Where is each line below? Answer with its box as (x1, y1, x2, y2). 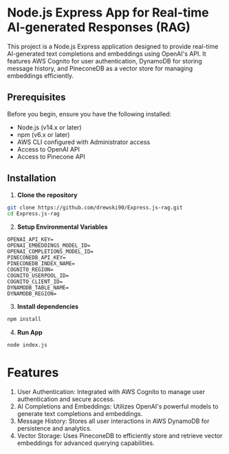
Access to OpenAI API (17, 145, 80, 153)
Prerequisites (7, 92, 66, 103)
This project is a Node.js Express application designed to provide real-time (7, 42, 219, 50)
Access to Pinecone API (17, 152, 85, 161)
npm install (7, 316, 41, 323)
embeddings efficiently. (7, 71, 74, 80)
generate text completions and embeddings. (17, 410, 143, 417)
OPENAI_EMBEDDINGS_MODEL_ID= (7, 243, 91, 249)
